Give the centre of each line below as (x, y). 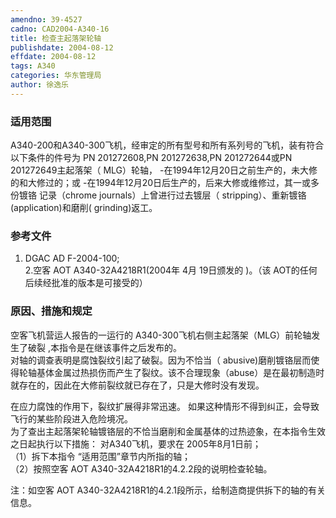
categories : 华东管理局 (56, 76)
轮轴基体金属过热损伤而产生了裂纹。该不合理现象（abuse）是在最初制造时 (171, 372)
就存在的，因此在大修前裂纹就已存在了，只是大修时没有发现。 (137, 385)
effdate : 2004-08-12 (53, 57)
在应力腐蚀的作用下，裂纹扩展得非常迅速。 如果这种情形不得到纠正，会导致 (165, 406)
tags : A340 (33, 66)
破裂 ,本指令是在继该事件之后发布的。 (104, 347)
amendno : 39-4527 (46, 19)
